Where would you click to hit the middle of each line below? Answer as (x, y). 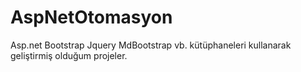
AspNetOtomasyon (91, 17)
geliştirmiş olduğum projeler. (69, 55)
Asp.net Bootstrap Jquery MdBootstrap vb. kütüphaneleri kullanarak (151, 45)
